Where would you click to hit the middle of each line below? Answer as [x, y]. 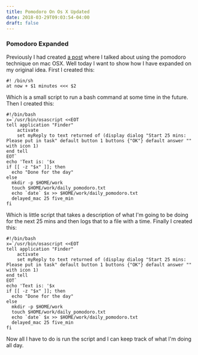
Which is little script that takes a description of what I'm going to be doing [97, 215]
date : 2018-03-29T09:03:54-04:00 [48, 17]
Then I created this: [30, 103]
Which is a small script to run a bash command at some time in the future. [97, 97]
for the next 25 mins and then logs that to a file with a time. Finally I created [99, 221]
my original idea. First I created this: [50, 70]
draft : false [22, 23]
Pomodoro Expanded [37, 44]
